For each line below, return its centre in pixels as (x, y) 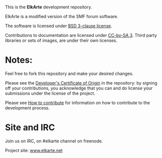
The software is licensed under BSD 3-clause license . (59, 26)
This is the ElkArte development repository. (49, 7)
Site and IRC (30, 128)
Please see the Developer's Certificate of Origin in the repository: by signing (81, 83)
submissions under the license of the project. (50, 93)
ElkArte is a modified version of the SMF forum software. (62, 16)
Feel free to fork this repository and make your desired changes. (69, 73)
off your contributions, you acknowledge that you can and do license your (79, 88)
